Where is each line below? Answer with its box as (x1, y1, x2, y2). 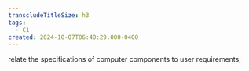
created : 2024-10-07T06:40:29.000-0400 (8, 33, 139, 41)
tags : (8, 19, 26, 27)
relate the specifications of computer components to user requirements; (8, 55, 242, 64)
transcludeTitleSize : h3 (8, 11, 90, 20)
